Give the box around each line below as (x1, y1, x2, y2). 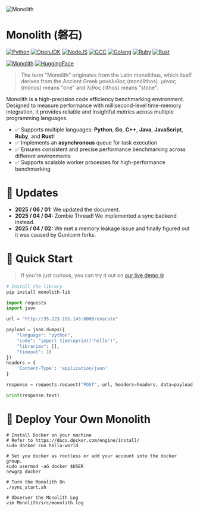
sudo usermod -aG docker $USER (6, 463, 84, 469)
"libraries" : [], (17, 343, 60, 349)
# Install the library (6, 283, 62, 290)
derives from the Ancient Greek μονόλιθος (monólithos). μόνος (20, 77, 176, 84)
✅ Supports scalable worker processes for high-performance (14, 158, 165, 166)
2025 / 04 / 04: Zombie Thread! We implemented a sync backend (14, 212, 177, 219)
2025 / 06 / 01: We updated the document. (14, 206, 120, 213)
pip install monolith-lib (6, 289, 70, 295)
